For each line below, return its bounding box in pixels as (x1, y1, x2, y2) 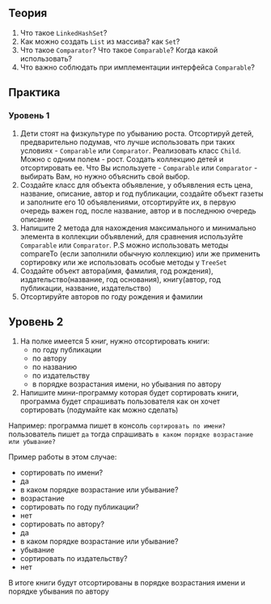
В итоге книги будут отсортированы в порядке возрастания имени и (8, 578, 246, 588)
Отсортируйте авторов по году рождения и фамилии (19, 291, 204, 302)
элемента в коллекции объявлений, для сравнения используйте (19, 231, 243, 241)
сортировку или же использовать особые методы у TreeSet (19, 257, 227, 267)
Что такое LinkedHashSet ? (19, 27, 108, 37)
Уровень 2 (8, 315, 64, 328)
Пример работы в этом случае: (8, 452, 117, 462)
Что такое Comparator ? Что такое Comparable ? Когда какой (19, 44, 218, 55)
